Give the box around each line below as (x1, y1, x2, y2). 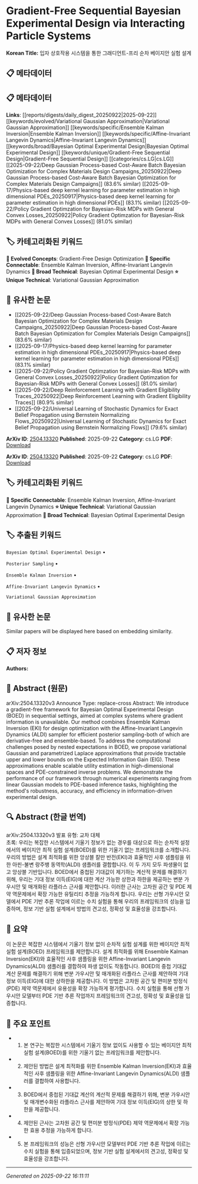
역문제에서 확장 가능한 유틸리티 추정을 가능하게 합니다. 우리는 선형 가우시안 (12, 890, 184, 897)
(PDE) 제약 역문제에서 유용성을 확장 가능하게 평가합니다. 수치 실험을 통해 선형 (6, 985, 184, 992)
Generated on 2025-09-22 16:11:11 (6, 1172, 90, 1180)
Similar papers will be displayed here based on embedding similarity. (6, 628, 173, 635)
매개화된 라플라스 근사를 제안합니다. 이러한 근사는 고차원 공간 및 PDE (28, 883, 186, 890)
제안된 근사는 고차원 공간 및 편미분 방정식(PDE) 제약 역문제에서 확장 (23, 1119, 179, 1127)
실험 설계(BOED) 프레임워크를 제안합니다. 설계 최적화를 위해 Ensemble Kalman (6, 948, 189, 955)
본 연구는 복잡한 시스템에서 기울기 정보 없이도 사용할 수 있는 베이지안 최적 (23, 1042, 192, 1049)
